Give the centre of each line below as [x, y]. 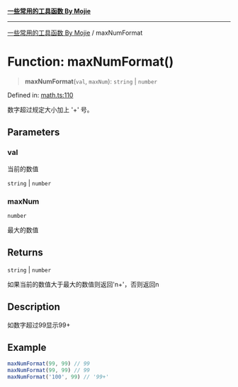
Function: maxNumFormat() [91, 62]
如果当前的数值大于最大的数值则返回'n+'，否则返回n [83, 284]
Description [34, 307]
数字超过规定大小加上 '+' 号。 [50, 110]
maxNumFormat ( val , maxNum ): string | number [91, 81]
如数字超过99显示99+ [39, 325]
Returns [25, 253]
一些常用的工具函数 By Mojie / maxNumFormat [75, 33]
